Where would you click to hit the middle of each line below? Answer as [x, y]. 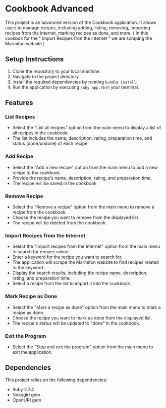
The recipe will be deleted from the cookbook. [59, 223]
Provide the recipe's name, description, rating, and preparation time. [82, 178]
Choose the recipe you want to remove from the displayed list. [76, 217]
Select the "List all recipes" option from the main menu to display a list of [87, 128]
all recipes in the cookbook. [41, 133]
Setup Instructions [34, 59]
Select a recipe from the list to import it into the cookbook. [72, 284]
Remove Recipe [24, 196]
